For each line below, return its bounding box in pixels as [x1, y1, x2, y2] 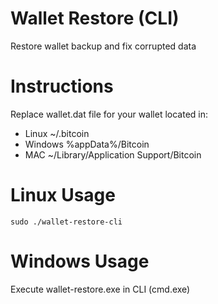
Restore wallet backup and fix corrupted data [10, 40, 197, 52]
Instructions [10, 75, 114, 98]
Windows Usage [10, 250, 150, 272]
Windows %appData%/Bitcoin [24, 138, 150, 150]
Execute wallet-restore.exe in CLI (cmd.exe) [10, 283, 191, 295]
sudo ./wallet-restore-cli [10, 217, 123, 227]
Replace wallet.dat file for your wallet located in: [10, 108, 208, 120]
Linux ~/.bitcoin [24, 127, 90, 139]
